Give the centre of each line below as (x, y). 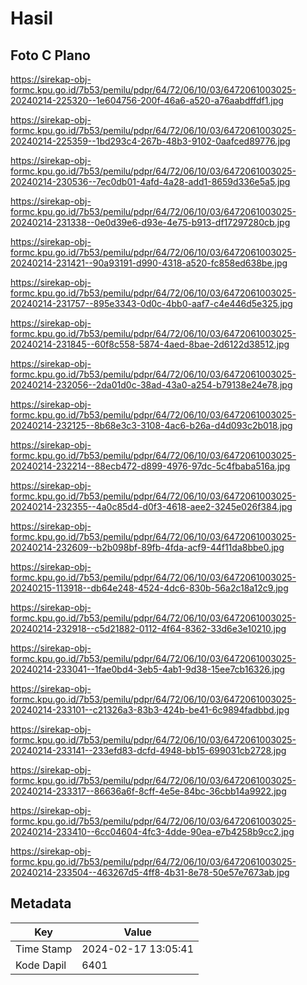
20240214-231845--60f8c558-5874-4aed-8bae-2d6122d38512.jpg (150, 344)
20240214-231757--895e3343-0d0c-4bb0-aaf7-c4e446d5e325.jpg (151, 303)
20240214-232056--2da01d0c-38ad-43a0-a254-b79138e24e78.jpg (151, 385)
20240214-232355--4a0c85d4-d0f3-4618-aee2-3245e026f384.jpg (151, 506)
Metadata (41, 903)
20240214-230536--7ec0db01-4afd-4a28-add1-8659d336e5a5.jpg (150, 181)
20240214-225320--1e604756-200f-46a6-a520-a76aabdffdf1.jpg (147, 100)
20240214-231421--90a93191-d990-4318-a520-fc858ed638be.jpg (149, 263)
